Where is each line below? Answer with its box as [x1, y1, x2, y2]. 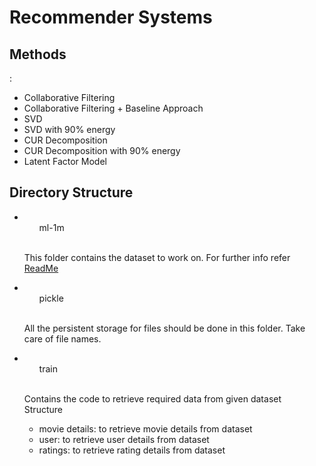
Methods [9, 46, 67, 63]
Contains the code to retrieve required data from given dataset [23, 392, 282, 405]
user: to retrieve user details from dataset [38, 433, 210, 445]
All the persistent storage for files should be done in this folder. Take [23, 322, 306, 334]
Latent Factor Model [23, 156, 107, 167]
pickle [38, 292, 64, 304]
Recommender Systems [9, 6, 213, 29]
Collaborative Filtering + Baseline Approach [23, 102, 204, 114]
